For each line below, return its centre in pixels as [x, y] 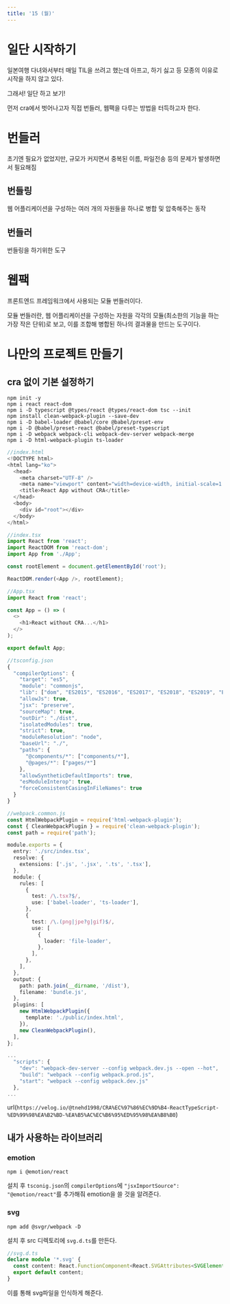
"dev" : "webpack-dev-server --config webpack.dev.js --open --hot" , [119, 1069]
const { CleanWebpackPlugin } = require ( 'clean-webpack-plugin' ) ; [104, 826]
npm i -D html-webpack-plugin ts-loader [66, 441]
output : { [27, 979]
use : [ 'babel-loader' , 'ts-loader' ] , [85, 903]
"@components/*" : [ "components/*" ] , [77, 756]
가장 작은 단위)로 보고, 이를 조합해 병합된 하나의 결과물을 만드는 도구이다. [104, 324]
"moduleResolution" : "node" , [61, 737]
